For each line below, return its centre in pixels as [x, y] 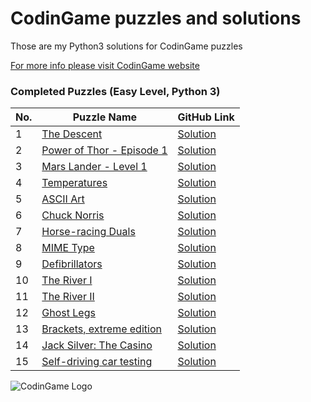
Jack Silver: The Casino [97, 345]
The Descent [72, 134]
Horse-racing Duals [88, 232]
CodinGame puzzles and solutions [156, 18]
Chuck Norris [73, 215]
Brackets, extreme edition [101, 329]
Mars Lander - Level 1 [94, 167]
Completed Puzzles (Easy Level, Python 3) [115, 91]
